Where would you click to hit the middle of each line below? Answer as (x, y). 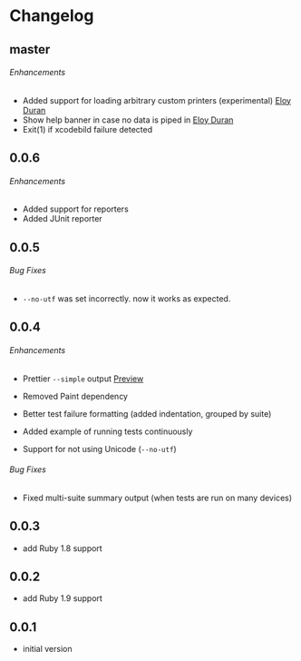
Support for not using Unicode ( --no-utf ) (99, 449)
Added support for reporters (75, 209)
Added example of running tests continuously (107, 431)
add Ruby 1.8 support (62, 548)
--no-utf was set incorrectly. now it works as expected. (126, 298)
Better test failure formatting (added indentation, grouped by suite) (147, 413)
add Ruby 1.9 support (62, 598)
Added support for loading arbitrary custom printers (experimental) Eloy (157, 100)
